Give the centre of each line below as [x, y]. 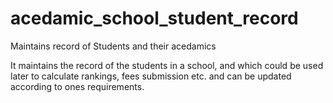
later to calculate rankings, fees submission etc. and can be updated [151, 76]
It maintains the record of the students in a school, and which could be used [167, 65]
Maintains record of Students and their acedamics [113, 46]
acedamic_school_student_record [154, 18]
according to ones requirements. [77, 86]
